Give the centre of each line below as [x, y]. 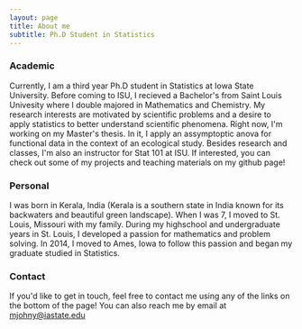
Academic [32, 66]
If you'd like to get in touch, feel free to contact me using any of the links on [150, 296]
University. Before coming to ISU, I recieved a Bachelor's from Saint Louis [146, 95]
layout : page [34, 18]
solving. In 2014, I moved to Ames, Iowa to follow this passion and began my [151, 243]
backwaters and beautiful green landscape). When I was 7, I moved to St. [145, 215]
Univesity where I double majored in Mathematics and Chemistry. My [137, 105]
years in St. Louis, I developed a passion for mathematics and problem [140, 233]
